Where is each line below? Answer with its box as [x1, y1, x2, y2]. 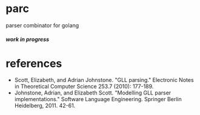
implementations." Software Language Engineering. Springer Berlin [14, 96, 182, 103]
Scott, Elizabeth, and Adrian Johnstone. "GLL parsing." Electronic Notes [14, 76, 195, 84]
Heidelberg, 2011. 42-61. [14, 102, 76, 110]
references [5, 57, 62, 70]
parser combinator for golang [5, 22, 79, 29]
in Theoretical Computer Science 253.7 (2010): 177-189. [14, 83, 154, 90]
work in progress [5, 36, 50, 43]
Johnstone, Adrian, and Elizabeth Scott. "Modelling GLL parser [14, 89, 172, 96]
